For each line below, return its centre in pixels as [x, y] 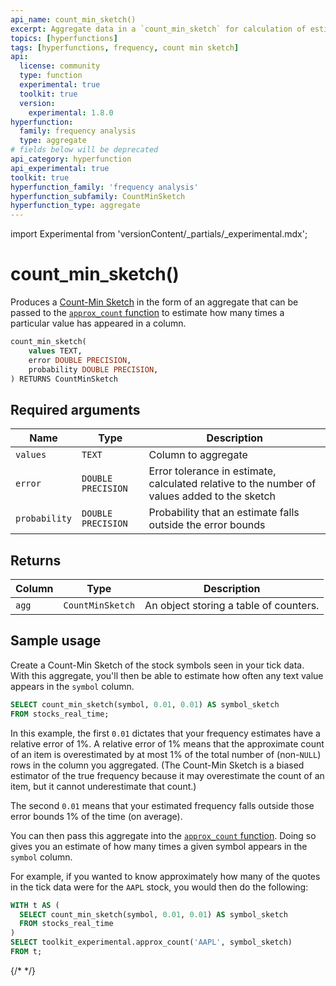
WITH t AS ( [35, 905]
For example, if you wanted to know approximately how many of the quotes [165, 876]
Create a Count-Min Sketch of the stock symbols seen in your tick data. [157, 665]
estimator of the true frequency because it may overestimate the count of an [167, 775]
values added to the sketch [212, 496]
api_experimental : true [60, 168]
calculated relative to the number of [232, 484]
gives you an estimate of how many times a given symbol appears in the [159, 846]
